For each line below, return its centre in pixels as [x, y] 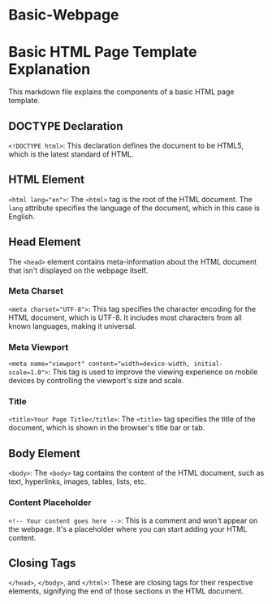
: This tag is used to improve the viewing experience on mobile [153, 372]
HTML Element [47, 180]
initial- [208, 364]
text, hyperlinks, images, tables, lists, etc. [78, 481]
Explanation [50, 69]
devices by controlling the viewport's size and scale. [96, 381]
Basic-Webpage [64, 15]
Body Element [45, 453]
